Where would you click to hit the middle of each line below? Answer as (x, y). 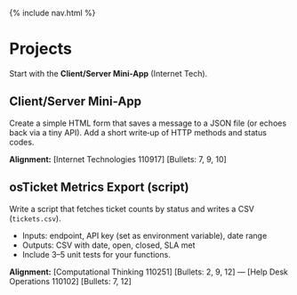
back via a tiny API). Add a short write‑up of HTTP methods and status (138, 132)
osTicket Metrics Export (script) (99, 188)
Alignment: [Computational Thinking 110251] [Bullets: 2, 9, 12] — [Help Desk (149, 272)
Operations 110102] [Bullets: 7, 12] (70, 281)
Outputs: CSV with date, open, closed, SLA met (108, 245)
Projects (41, 49)
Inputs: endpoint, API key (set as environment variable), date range (144, 235)
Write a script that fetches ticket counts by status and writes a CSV (132, 209)
